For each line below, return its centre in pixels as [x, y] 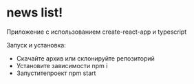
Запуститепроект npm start [56, 73]
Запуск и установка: [36, 45]
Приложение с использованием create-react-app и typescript [97, 32]
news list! [35, 13]
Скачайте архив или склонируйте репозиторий [86, 58]
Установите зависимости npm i [62, 65]
